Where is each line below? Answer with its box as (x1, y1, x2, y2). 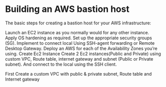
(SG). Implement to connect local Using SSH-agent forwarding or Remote (5, 40, 155, 46)
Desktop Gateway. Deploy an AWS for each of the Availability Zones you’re (5, 45, 158, 51)
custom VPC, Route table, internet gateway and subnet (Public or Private (5, 56, 154, 62)
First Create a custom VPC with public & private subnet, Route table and (5, 71, 152, 77)
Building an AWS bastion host (5, 3, 130, 15)
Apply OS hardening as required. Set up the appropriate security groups (5, 35, 152, 41)
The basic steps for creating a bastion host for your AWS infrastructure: (5, 20, 151, 26)
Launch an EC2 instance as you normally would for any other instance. (5, 29, 150, 35)
